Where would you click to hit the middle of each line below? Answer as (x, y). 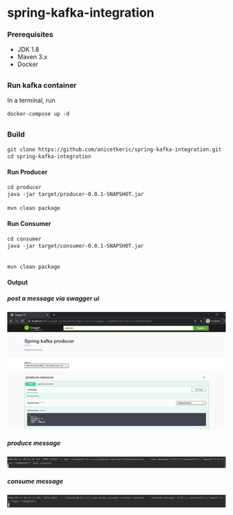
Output (18, 282)
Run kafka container (42, 85)
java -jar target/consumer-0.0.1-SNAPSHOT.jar (76, 246)
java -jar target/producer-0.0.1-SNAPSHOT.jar (76, 195)
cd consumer (24, 239)
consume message (35, 482)
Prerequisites (30, 35)
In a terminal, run (31, 100)
